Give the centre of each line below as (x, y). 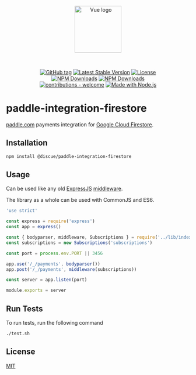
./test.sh (18, 333)
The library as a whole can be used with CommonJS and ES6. (80, 200)
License (21, 352)
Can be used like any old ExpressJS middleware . (64, 189)
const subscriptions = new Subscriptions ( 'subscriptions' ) (79, 243)
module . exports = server (36, 290)
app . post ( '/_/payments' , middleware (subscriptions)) (71, 269)
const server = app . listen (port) (47, 280)
